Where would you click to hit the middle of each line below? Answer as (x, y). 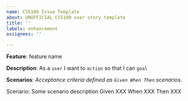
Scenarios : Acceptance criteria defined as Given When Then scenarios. (94, 80)
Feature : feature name (34, 57)
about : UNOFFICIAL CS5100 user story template (66, 17)
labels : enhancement (32, 29)
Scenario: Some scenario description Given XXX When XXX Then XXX (94, 91)
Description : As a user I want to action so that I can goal (77, 68)
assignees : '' (24, 34)
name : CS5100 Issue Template (43, 12)
